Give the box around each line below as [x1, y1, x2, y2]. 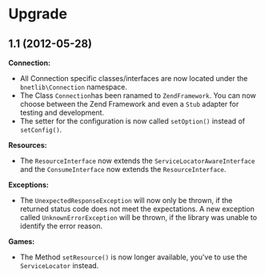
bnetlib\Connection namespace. [19, 82, 128, 92]
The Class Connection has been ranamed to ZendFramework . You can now [19, 91, 256, 100]
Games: [8, 237, 35, 246]
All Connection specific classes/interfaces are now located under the [19, 74, 248, 83]
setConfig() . [19, 125, 62, 134]
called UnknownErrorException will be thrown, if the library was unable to [19, 213, 258, 222]
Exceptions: [8, 180, 50, 189]
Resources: [8, 141, 47, 149]
